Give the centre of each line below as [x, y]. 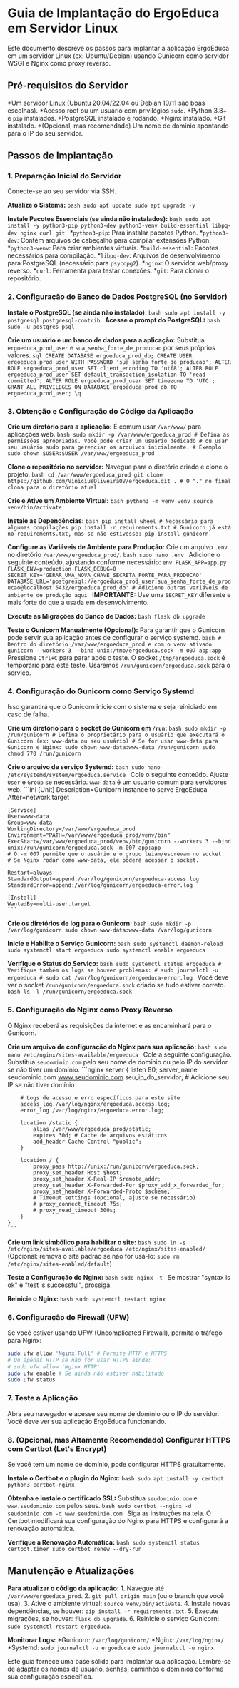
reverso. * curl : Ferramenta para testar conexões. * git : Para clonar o [108, 271]
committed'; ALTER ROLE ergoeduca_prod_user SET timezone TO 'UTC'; [111, 381]
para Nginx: [25, 1340]
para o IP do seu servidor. [45, 133]
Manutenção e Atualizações [71, 1571]
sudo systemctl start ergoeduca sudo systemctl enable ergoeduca [106, 950]
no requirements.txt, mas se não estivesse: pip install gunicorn [108, 534]
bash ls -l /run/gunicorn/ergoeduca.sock [70, 992]
